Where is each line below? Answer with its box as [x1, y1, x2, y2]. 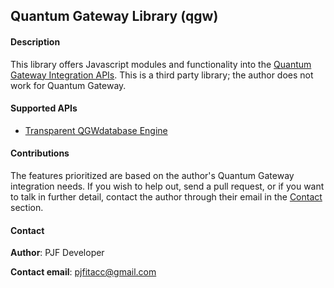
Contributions [10, 147, 70, 159]
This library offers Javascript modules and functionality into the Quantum [10, 58, 312, 70]
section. [10, 202, 44, 213]
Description [10, 35, 61, 48]
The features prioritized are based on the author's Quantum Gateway [10, 170, 295, 181]
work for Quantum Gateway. [10, 79, 127, 91]
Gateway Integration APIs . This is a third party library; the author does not [10, 69, 314, 81]
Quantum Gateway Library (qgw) [10, 8, 219, 25]
